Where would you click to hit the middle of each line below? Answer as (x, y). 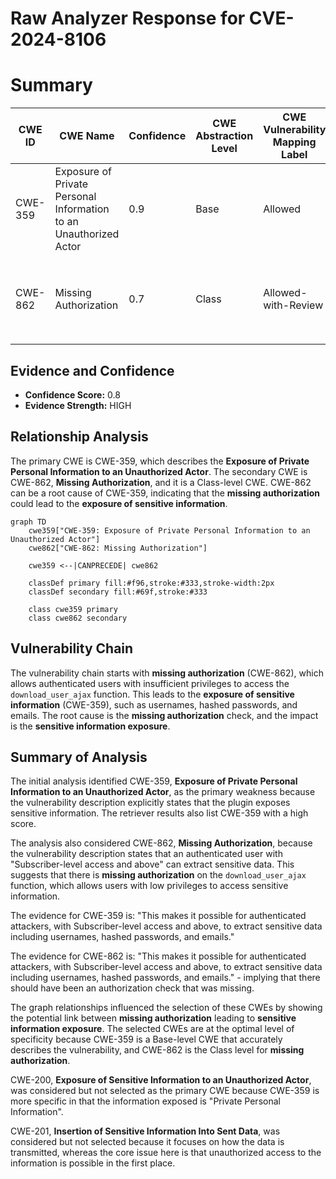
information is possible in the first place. (93, 1163)
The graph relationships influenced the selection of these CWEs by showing (166, 1008)
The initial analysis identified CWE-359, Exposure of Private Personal (154, 781)
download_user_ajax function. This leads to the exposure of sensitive (152, 694)
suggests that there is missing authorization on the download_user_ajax (158, 875)
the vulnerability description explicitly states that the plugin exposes (150, 803)
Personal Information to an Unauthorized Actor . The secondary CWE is (159, 471)
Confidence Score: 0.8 (72, 394)
